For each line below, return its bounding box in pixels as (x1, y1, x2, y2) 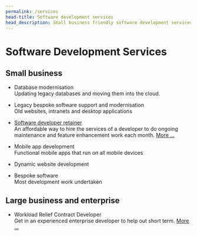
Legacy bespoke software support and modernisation (14, 101, 145, 109)
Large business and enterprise (5, 195, 120, 205)
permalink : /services (5, 8, 59, 15)
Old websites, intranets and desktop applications (14, 108, 133, 115)
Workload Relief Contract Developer (14, 211, 102, 218)
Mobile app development (14, 143, 75, 150)
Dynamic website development (14, 161, 89, 168)
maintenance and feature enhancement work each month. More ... (14, 132, 175, 139)
